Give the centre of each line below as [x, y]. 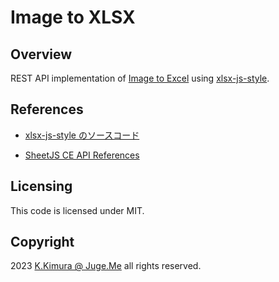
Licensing [41, 186]
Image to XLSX [73, 17]
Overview [41, 54]
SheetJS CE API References [82, 155]
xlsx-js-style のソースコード [82, 135]
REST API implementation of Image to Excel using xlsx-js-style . [140, 78]
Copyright [42, 242]
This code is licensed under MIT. [77, 210]
